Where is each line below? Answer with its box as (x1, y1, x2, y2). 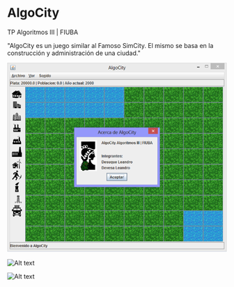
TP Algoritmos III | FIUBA (7, 28, 79, 36)
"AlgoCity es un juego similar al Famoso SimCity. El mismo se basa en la (7, 41, 214, 49)
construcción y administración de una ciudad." (7, 49, 141, 57)
